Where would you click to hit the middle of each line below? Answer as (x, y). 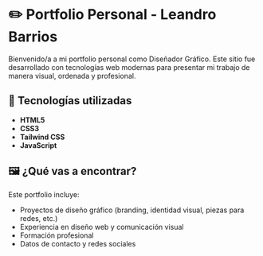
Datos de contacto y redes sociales (78, 243)
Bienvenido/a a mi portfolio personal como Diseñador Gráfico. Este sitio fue (132, 59)
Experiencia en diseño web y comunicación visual (102, 227)
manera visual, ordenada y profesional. (72, 76)
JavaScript (38, 145)
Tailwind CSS (42, 137)
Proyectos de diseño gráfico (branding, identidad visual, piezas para (132, 210)
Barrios (33, 37)
